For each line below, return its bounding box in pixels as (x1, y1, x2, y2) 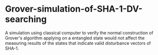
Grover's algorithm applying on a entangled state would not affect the (5, 35, 145, 41)
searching (5, 14, 47, 25)
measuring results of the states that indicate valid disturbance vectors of (5, 40, 151, 46)
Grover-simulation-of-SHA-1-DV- (5, 3, 143, 15)
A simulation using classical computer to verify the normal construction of (5, 30, 154, 36)
